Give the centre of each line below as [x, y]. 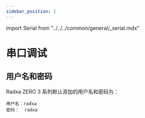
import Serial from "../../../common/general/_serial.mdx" [73, 28]
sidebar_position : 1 [31, 11]
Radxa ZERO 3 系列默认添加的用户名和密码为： [63, 91]
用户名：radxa [21, 103]
